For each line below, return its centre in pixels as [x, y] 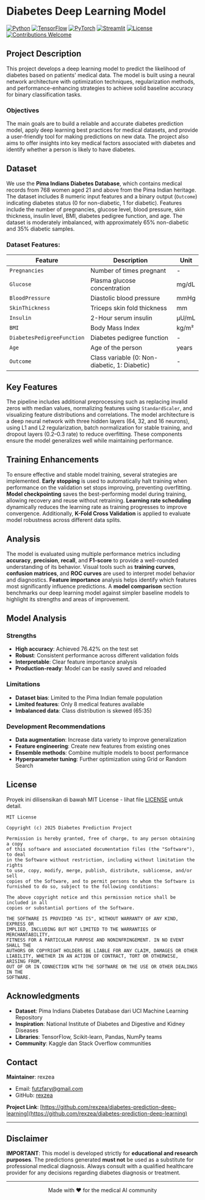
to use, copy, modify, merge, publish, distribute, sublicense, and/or [99, 870]
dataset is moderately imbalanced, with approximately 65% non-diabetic [98, 222]
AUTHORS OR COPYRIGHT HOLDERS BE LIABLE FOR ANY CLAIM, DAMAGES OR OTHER [102, 950]
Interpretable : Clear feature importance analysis [76, 662]
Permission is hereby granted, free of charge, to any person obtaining [101, 838]
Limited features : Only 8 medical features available [80, 704]
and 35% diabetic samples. [41, 229]
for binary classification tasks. [44, 94]
